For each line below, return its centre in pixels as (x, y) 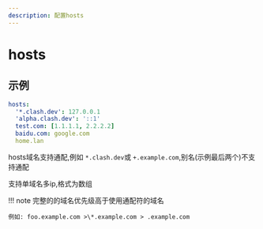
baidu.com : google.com (53, 134)
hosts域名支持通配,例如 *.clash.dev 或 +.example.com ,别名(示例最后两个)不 (128, 157)
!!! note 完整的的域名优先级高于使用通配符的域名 (86, 200)
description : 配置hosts (46, 15)
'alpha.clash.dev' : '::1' (58, 119)
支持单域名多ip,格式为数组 (50, 183)
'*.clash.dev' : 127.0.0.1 (58, 111)
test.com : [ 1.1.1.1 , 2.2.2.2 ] (65, 126)
